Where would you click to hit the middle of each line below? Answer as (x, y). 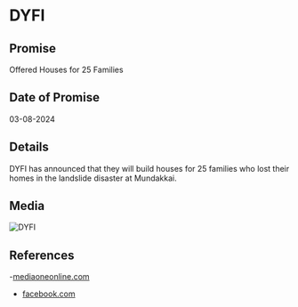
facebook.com (48, 294)
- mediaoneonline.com (50, 277)
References (42, 255)
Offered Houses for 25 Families (66, 69)
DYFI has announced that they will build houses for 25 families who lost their (149, 168)
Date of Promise (55, 97)
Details (29, 147)
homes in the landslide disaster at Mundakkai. (93, 178)
